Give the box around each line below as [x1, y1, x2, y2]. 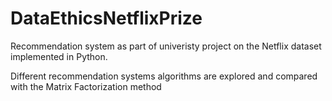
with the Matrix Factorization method [10, 80, 162, 92]
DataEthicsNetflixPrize [10, 7, 203, 30]
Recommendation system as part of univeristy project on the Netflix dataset [10, 40, 322, 52]
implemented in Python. [10, 50, 108, 62]
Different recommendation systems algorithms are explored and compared [10, 70, 318, 82]
